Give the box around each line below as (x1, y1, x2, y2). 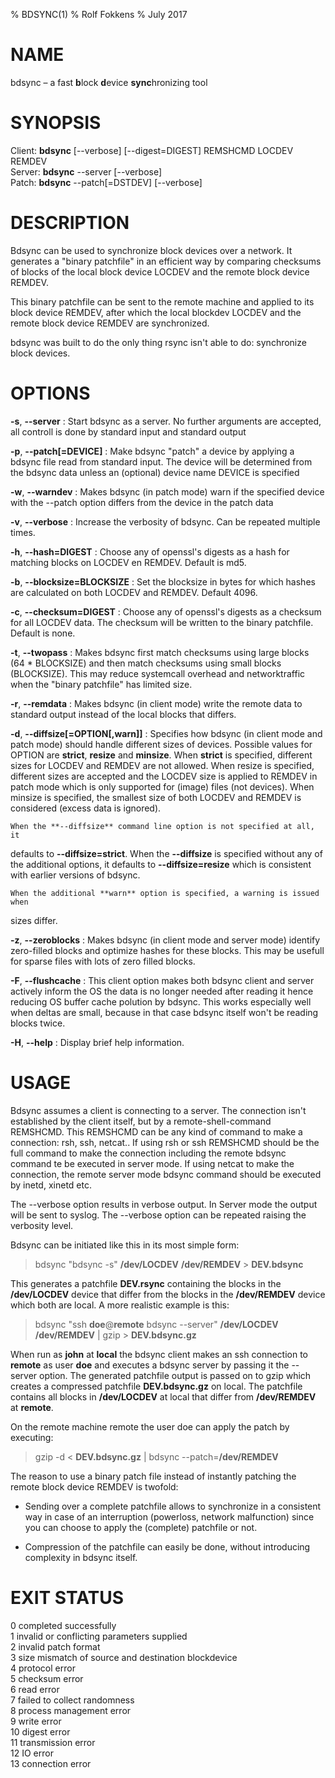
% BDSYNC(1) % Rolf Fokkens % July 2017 (10, 9, 188, 20)
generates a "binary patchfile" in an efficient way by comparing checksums (10, 255, 322, 267)
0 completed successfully (10, 1619, 117, 1631)
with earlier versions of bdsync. (10, 869, 141, 881)
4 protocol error (10, 1662, 76, 1674)
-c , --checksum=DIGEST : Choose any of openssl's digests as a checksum (10, 605, 322, 618)
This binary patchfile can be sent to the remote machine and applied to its (10, 295, 315, 308)
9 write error (10, 1715, 62, 1727)
